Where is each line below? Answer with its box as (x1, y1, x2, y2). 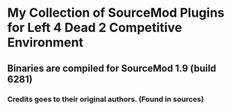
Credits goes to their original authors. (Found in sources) (7, 94, 204, 104)
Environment (7, 35, 84, 50)
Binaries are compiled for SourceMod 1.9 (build (7, 62, 217, 74)
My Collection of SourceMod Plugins (7, 5, 225, 21)
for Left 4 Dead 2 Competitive (7, 20, 183, 36)
